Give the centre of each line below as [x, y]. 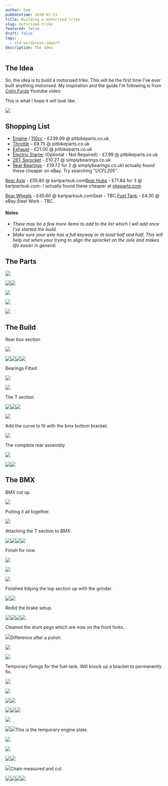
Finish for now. [21, 550]
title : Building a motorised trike [43, 19]
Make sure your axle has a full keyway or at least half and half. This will [88, 235]
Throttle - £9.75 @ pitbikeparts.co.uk [51, 144]
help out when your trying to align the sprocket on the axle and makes [86, 240]
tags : [11, 38]
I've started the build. [35, 229]
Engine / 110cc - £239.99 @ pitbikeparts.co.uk [61, 139]
